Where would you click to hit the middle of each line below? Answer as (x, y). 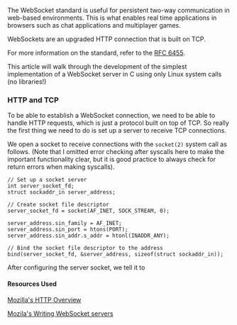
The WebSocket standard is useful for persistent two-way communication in (118, 10)
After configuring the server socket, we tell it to (76, 268)
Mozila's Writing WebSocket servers (60, 313)
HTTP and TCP (33, 100)
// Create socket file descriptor (59, 205)
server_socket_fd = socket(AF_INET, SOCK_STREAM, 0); (89, 211)
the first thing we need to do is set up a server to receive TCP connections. (117, 131)
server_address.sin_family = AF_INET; (65, 224)
